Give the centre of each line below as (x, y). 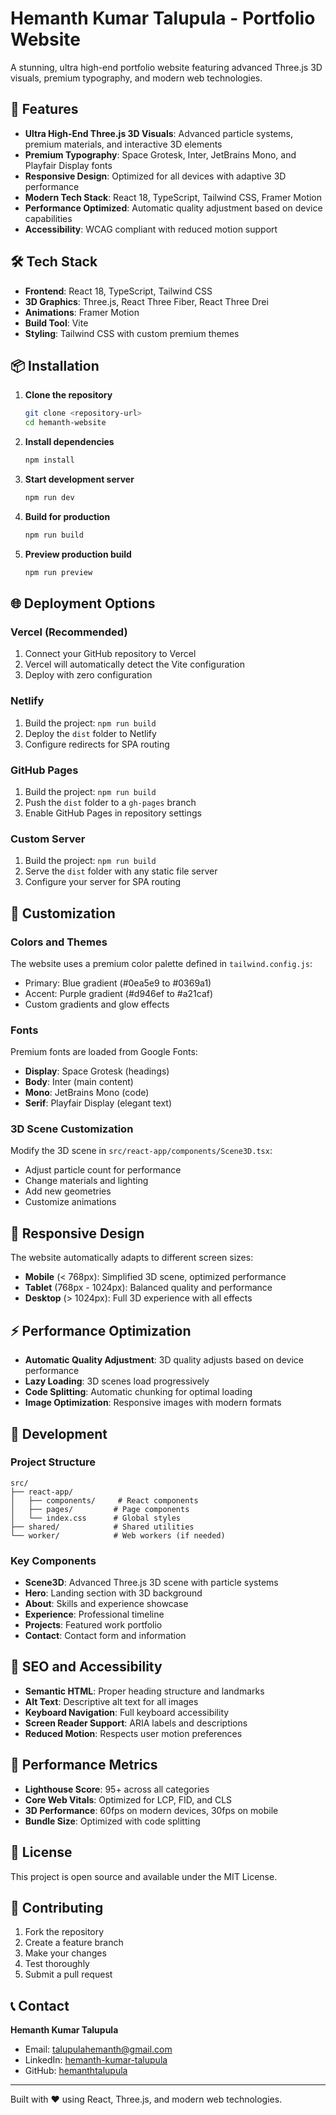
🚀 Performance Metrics (84, 1765)
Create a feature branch (74, 1943)
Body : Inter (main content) (79, 1082)
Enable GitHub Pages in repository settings (113, 813)
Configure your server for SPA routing (103, 882)
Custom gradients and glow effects (97, 1004)
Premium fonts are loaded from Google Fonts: (104, 1052)
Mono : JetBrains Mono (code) (87, 1093)
